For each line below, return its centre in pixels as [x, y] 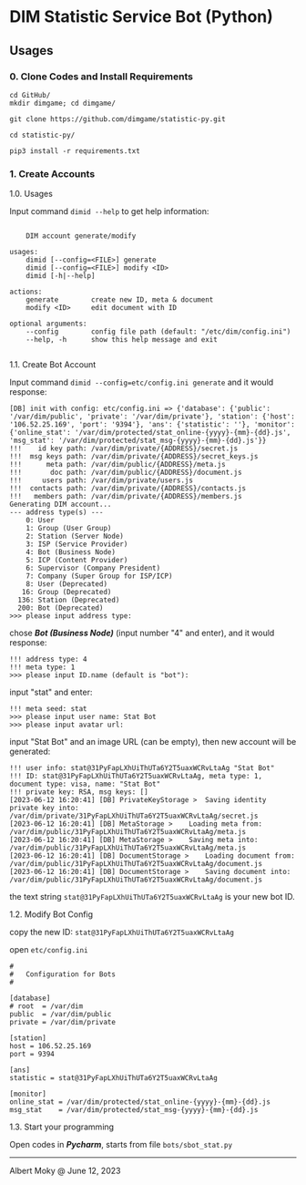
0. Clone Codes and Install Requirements [102, 77]
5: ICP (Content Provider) [77, 561]
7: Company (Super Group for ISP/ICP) [99, 576]
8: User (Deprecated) [66, 584]
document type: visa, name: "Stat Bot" [85, 784]
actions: [26, 292]
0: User [40, 520]
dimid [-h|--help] [61, 276]
